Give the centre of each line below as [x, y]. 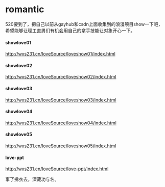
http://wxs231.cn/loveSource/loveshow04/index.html [61, 123]
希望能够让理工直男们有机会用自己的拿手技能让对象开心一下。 [70, 30]
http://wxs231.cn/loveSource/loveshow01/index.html [61, 54]
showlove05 [19, 135]
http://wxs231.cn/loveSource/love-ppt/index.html [57, 169]
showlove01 [18, 42]
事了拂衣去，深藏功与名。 [32, 179]
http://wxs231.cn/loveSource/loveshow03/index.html [61, 100]
